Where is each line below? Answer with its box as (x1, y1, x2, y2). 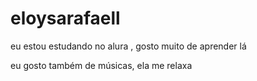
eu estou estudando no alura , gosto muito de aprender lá (10, 40, 247, 52)
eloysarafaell (10, 7, 121, 30)
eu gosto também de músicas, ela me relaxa (10, 59, 193, 71)
